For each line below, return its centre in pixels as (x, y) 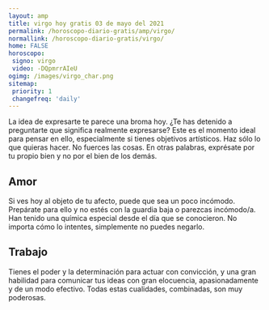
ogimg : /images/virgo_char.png (61, 76)
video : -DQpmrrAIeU (45, 69)
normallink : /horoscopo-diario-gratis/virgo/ (86, 38)
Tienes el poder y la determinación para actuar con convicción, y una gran (132, 271)
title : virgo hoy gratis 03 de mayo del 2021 (86, 23)
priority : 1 (32, 91)
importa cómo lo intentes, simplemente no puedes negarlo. (107, 227)
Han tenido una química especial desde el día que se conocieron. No (123, 219)
